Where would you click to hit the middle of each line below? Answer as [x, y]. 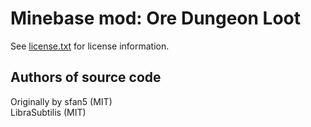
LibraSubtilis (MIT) [48, 112]
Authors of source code [86, 77]
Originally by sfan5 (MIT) [61, 101]
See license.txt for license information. [90, 46]
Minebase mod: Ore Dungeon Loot [156, 18]
